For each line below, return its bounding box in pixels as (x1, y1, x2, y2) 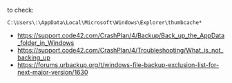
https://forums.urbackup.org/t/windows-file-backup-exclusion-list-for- (17, 61, 220, 68)
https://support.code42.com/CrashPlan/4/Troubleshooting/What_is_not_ (17, 46, 224, 54)
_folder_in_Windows (17, 39, 75, 47)
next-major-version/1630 (17, 68, 88, 76)
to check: (7, 6, 34, 14)
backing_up (17, 53, 50, 62)
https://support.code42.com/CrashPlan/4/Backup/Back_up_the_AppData (17, 31, 225, 39)
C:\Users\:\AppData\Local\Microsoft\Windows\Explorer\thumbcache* (7, 19, 202, 26)
